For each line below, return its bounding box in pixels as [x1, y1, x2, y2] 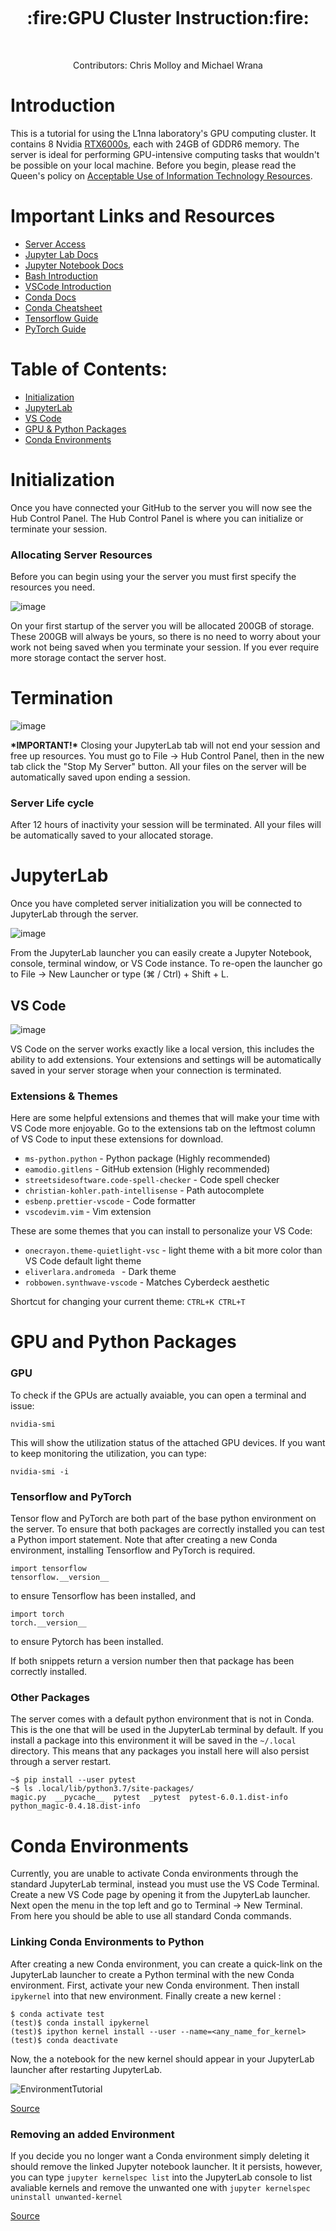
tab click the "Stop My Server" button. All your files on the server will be [10, 760, 307, 772]
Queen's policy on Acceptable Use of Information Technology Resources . [10, 169, 313, 182]
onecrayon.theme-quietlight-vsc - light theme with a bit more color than [24, 1244, 323, 1257]
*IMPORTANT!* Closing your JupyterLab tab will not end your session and [10, 739, 321, 751]
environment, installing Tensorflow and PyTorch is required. [10, 1544, 256, 1557]
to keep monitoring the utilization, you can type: [10, 1447, 207, 1459]
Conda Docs [24, 291, 77, 303]
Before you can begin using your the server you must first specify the [10, 570, 297, 582]
